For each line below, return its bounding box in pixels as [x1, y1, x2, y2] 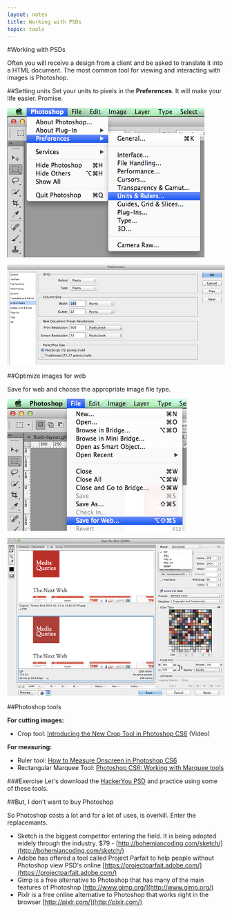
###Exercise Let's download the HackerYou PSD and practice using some [7, 777, 217, 785]
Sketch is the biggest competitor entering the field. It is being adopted [17, 832, 217, 840]
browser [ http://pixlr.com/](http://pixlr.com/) [17, 898, 143, 906]
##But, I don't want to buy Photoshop [7, 798, 114, 806]
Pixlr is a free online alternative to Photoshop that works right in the [17, 890, 209, 898]
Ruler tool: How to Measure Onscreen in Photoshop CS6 [17, 756, 177, 765]
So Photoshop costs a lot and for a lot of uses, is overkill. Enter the [7, 811, 197, 819]
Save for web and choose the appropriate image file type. [7, 385, 171, 394]
